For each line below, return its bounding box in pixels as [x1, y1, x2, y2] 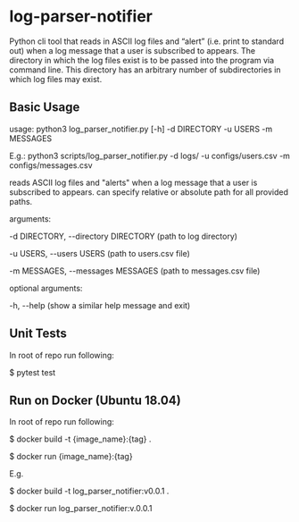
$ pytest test [9, 366, 56, 377]
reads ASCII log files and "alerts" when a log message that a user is [9, 177, 258, 188]
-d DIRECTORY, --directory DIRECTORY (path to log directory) [9, 231, 238, 241]
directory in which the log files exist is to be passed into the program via [9, 55, 275, 65]
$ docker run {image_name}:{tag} [9, 451, 133, 462]
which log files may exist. [9, 73, 103, 84]
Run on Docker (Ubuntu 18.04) [9, 392, 181, 408]
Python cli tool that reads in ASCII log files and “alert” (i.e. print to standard [9, 36, 284, 46]
